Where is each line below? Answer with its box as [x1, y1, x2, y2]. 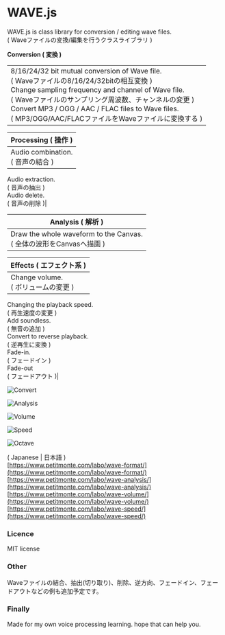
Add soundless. [7, 316, 51, 324]
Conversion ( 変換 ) [7, 50, 62, 58]
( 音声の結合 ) [10, 157, 55, 166]
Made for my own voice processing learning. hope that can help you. [7, 620, 201, 628]
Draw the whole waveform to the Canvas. [10, 229, 144, 238]
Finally [7, 604, 30, 614]
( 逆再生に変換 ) [7, 340, 51, 348]
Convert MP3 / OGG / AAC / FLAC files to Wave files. [10, 104, 179, 113]
